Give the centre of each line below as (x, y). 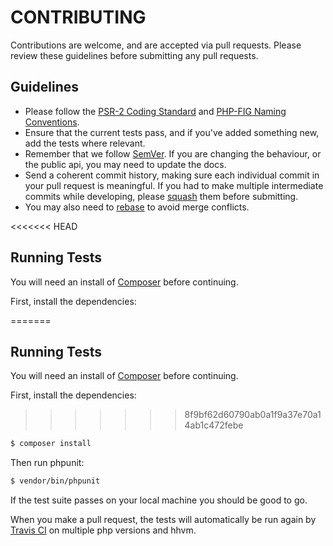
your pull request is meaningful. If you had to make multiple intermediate (174, 185)
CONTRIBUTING (78, 17)
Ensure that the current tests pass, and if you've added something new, (172, 132)
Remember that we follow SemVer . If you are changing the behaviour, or (173, 153)
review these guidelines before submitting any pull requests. (134, 55)
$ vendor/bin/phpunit (55, 481)
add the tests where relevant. (85, 143)
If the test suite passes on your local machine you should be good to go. (159, 500)
